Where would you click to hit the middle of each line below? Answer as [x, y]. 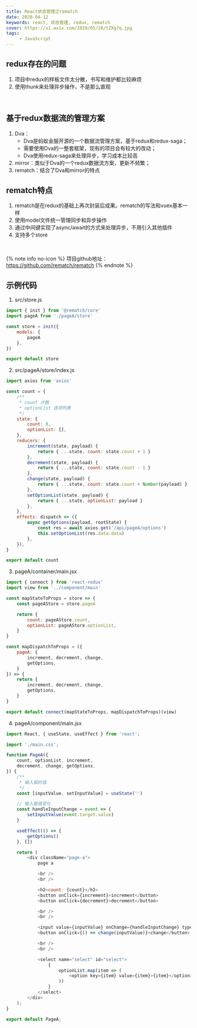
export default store [33, 359]
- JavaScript [35, 39]
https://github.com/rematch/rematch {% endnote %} [69, 265]
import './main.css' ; [33, 745]
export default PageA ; [34, 1019]
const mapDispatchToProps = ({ [44, 647]
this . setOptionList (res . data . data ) [81, 533]
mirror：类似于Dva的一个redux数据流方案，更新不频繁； [82, 163]
